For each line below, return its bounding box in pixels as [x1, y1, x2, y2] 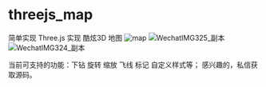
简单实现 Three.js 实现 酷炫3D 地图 [8, 33, 122, 42]
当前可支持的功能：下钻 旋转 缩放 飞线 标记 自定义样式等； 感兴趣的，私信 [8, 60, 252, 69]
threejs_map [8, 6, 93, 24]
